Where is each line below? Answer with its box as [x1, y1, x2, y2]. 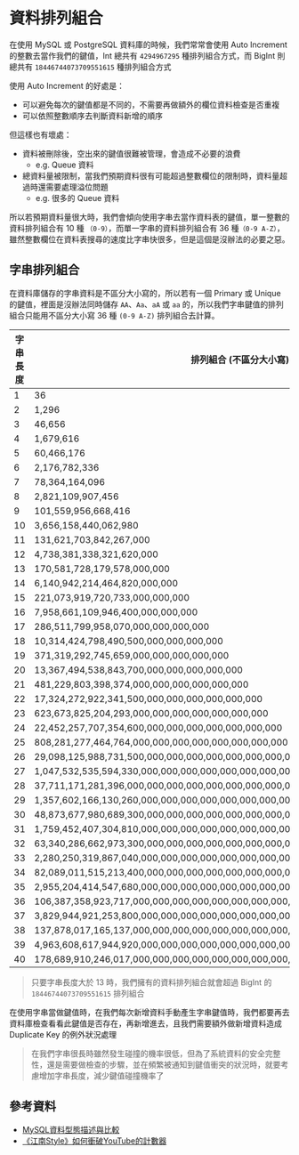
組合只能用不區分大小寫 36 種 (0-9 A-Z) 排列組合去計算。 [9, 310, 220, 320]
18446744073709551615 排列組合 [30, 988, 145, 998]
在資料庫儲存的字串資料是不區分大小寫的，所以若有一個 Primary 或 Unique [9, 287, 282, 298]
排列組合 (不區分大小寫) [190, 353, 289, 366]
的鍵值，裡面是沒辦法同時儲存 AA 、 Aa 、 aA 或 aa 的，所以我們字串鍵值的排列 [9, 299, 285, 310]
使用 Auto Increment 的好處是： [9, 80, 125, 91]
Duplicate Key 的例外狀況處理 [9, 1029, 117, 1039]
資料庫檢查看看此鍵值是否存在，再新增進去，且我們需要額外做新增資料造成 [9, 1018, 282, 1029]
